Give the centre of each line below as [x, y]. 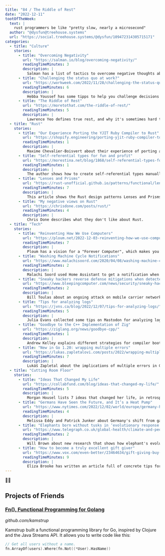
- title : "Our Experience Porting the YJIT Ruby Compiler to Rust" [89, 133]
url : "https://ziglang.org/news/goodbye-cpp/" [71, 330]
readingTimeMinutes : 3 [46, 64]
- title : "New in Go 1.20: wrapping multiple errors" [74, 347]
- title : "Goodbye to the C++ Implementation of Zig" [74, 325]
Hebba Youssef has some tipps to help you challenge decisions [93, 96]
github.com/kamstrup [27, 520]
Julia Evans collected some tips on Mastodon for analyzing [90, 320]
